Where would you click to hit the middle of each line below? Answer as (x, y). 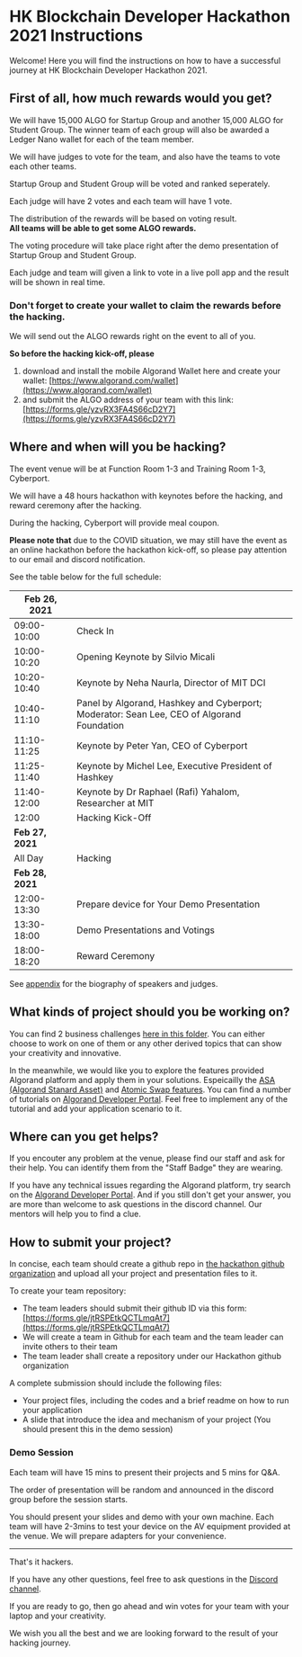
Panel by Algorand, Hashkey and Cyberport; (169, 703)
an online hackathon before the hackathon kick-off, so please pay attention (148, 550)
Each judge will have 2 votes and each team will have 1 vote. (121, 201)
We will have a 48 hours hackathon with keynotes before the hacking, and (146, 496)
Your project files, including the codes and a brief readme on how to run (155, 1401)
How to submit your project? (90, 1242)
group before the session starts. (69, 1499)
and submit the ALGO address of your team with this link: (128, 400)
